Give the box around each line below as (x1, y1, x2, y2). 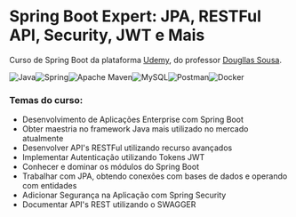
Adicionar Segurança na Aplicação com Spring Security (21, 189, 227, 201)
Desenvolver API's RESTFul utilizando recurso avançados (21, 142, 233, 153)
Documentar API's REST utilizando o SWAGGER (21, 199, 196, 210)
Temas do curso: (9, 93, 84, 106)
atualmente (21, 133, 64, 144)
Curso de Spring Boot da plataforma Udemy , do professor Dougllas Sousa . (9, 54, 283, 65)
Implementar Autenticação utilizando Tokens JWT (21, 152, 205, 163)
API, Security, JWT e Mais (9, 25, 205, 45)
